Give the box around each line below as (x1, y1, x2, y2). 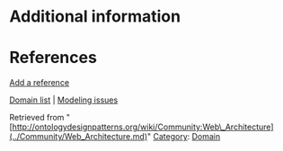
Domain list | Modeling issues (9, 94, 119, 105)
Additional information (9, 6, 181, 27)
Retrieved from (9, 112, 65, 123)
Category (152, 131, 188, 142)
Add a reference (9, 77, 70, 88)
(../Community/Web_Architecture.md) (9, 131, 148, 142)
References (9, 48, 97, 68)
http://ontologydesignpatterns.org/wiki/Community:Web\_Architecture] (12, 121, 274, 132)
